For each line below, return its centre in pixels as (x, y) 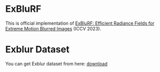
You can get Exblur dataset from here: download (56, 64)
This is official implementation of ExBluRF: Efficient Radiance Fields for (80, 23)
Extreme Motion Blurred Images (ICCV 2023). (53, 28)
